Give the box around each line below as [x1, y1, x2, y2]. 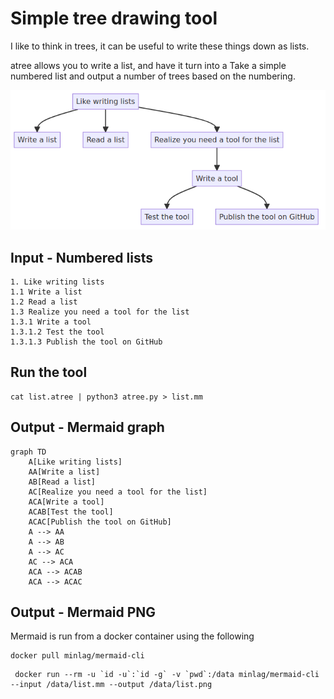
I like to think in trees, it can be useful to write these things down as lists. [10, 40, 310, 52]
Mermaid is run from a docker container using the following [10, 630, 255, 642]
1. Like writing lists [10, 277, 105, 287]
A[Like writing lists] [28, 457, 123, 467]
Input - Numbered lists [10, 249, 153, 266]
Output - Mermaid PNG [10, 603, 157, 621]
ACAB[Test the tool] [28, 507, 114, 517]
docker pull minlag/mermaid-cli [10, 651, 145, 661]
